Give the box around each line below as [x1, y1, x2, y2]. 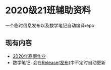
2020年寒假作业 [12, 53, 46, 59]
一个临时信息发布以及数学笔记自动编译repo [5, 22, 95, 28]
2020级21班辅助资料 [5, 5, 91, 16]
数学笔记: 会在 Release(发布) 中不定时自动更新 [12, 59, 106, 65]
